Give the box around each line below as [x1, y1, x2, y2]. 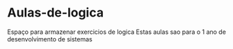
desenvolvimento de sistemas [7, 35, 93, 43]
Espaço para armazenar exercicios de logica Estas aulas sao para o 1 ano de [7, 28, 226, 36]
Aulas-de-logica [7, 5, 104, 21]
